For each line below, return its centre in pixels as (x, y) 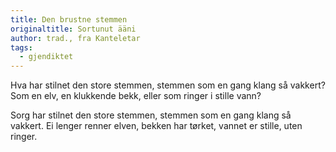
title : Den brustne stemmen (69, 19)
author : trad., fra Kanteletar (75, 38)
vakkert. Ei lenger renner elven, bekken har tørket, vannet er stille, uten (156, 126)
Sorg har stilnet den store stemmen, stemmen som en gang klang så (151, 115)
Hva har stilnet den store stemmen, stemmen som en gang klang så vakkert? (168, 85)
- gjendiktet (46, 57)
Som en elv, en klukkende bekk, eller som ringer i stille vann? (136, 96)
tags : (21, 47)
